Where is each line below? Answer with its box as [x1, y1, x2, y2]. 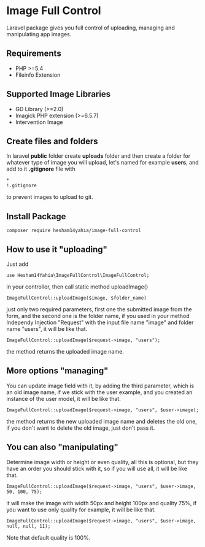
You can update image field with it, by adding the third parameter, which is [6, 382, 195, 389]
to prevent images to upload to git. [6, 193, 93, 201]
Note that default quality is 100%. [6, 533, 91, 541]
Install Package [6, 211, 66, 222]
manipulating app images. [6, 30, 72, 37]
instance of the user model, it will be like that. [6, 395, 121, 402]
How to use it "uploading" [6, 244, 107, 255]
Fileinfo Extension [15, 71, 61, 79]
